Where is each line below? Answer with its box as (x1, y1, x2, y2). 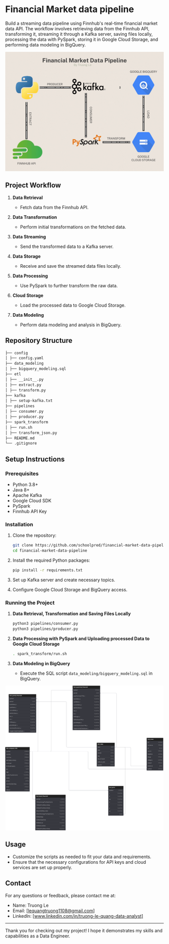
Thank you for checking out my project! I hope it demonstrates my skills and (5, 927, 162, 933)
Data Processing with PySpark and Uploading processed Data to (12, 635, 150, 641)
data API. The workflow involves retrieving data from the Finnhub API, (5, 25, 150, 31)
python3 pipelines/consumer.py (12, 621, 78, 626)
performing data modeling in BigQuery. (5, 41, 86, 47)
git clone (12, 543, 34, 548)
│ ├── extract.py (5, 382, 42, 387)
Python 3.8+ (12, 481, 39, 487)
